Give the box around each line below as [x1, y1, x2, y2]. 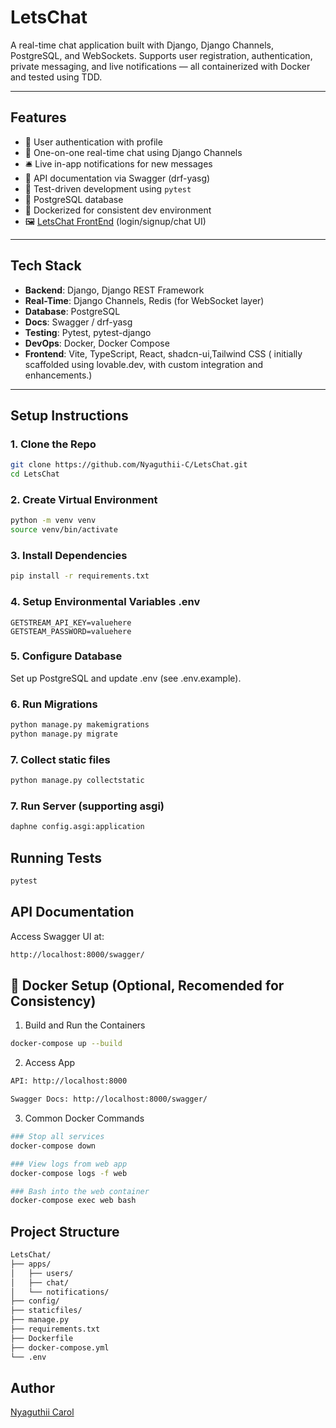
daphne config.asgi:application [10, 822, 145, 832]
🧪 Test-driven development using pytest [24, 182, 192, 195]
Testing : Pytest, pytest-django [24, 326, 152, 338]
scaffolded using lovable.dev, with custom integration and [24, 358, 264, 370]
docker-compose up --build [10, 1039, 123, 1049]
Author [10, 1379, 55, 1396]
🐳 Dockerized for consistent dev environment [24, 204, 212, 216]
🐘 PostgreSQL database [24, 193, 124, 205]
